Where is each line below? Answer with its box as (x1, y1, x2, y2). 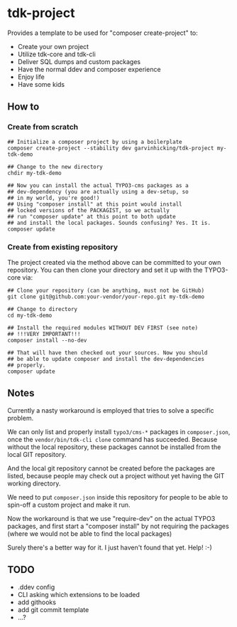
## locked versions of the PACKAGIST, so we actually (7, 206, 170, 214)
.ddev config (17, 582, 55, 591)
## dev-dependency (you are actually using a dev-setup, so (7, 188, 189, 195)
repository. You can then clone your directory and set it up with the (7, 265, 203, 274)
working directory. (7, 479, 61, 488)
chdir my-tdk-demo (7, 169, 62, 176)
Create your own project (17, 42, 89, 51)
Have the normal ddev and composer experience (17, 65, 161, 73)
